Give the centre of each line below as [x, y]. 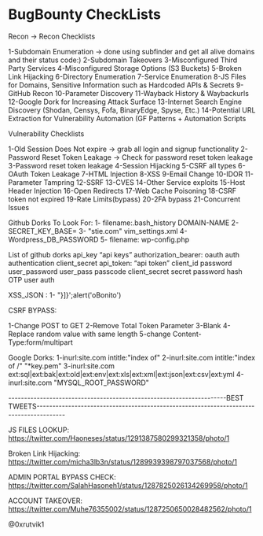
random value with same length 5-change [103, 334]
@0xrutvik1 [26, 524]
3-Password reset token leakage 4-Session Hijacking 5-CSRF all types [122, 165]
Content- [187, 334]
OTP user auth [31, 279]
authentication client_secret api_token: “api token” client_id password [120, 263]
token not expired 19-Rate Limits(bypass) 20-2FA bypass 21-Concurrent [124, 199]
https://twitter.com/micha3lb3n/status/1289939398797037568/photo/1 [123, 461]
